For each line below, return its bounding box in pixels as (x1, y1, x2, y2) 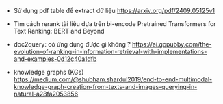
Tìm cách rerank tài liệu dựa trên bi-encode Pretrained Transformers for (13, 20, 217, 27)
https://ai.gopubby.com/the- (132, 40, 212, 48)
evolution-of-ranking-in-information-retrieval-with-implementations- (13, 48, 207, 55)
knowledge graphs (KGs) (13, 68, 84, 76)
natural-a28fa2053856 (13, 90, 79, 98)
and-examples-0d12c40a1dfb (13, 55, 97, 63)
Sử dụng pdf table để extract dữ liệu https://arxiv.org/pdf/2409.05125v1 (13, 7, 215, 14)
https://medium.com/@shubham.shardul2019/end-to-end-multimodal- (13, 75, 213, 83)
